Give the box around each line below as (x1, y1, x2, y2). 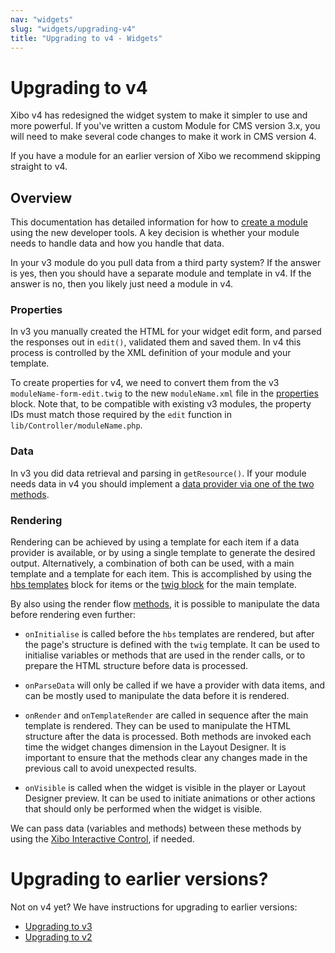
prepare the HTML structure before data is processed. (24, 660, 249, 672)
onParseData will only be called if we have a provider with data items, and (24, 679, 326, 691)
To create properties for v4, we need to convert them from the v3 (10, 377, 280, 389)
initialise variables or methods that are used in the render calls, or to (24, 649, 306, 661)
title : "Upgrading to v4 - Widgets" (10, 33, 163, 43)
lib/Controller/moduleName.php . (10, 419, 143, 431)
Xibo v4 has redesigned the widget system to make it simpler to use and (10, 109, 308, 121)
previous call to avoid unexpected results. (24, 762, 197, 775)
